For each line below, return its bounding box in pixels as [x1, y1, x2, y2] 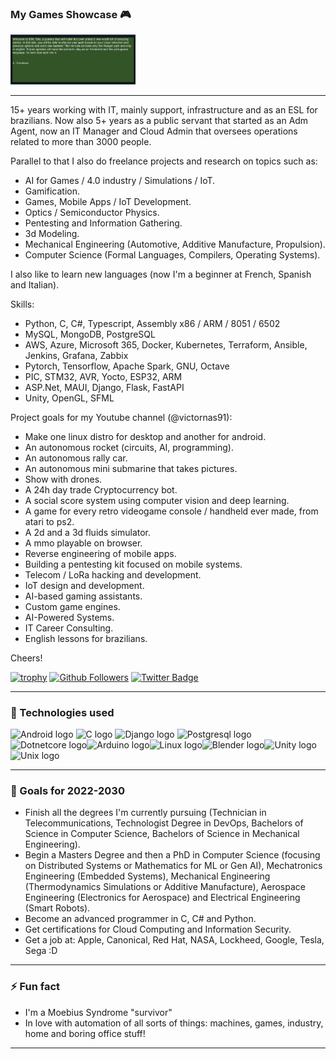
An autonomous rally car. [24, 452, 128, 464]
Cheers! [10, 652, 43, 664]
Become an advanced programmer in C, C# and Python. [24, 913, 257, 925]
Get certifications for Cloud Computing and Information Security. [24, 923, 292, 936]
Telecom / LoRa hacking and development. [24, 568, 202, 581]
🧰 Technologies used [10, 705, 115, 719]
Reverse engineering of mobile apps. [24, 547, 177, 559]
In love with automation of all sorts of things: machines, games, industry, [24, 1017, 324, 1029]
